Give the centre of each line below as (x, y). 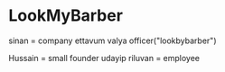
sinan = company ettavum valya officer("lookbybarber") (112, 40)
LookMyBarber (66, 16)
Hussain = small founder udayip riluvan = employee (104, 58)
